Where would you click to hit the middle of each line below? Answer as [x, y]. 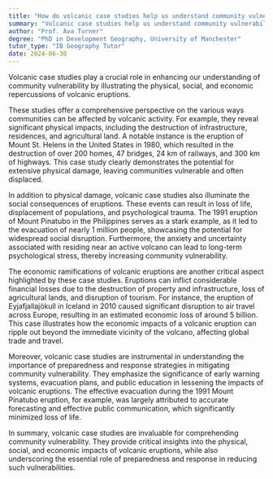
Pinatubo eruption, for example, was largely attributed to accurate [119, 400]
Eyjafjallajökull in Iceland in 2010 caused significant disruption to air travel [132, 306]
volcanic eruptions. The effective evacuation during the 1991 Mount [121, 391]
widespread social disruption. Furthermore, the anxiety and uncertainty [128, 238]
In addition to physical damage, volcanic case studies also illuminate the [129, 195]
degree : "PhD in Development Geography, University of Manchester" [125, 39]
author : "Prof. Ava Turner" [56, 31]
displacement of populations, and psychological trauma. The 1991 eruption [133, 212]
